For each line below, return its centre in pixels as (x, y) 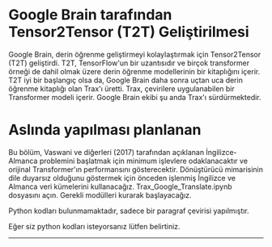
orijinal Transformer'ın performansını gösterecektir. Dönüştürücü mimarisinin (136, 169)
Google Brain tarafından (90, 15)
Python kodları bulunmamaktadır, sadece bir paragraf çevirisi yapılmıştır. (129, 211)
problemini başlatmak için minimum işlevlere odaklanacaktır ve (144, 161)
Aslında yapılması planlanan (105, 130)
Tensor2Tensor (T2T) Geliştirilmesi (129, 32)
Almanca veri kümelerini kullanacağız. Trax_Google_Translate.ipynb (120, 186)
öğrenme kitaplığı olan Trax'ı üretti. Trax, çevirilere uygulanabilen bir (121, 88)
